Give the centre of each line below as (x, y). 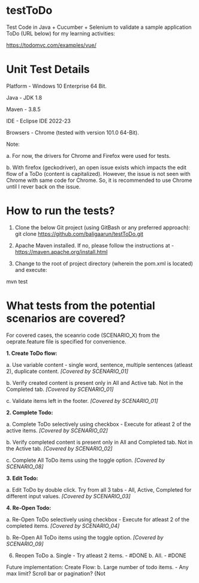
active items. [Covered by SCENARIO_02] (57, 430)
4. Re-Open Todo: (29, 507)
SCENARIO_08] (25, 467)
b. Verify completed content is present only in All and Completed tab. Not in (99, 442)
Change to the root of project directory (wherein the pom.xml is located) (104, 263)
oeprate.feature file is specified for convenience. (67, 341)
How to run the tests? (61, 211)
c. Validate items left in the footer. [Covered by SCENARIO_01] (82, 400)
